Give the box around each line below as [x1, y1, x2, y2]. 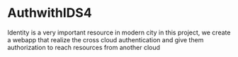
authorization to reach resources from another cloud [7, 43, 161, 51]
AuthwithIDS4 [7, 5, 92, 21]
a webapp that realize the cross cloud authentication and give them [7, 35, 204, 44]
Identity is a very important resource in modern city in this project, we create [7, 28, 231, 37]
